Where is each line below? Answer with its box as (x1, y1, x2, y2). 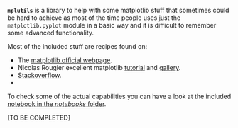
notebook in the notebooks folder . (7, 100, 107, 108)
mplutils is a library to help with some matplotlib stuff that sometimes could (7, 6, 229, 14)
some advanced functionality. (7, 28, 94, 37)
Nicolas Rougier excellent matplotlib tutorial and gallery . (17, 64, 181, 71)
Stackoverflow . (17, 71, 62, 79)
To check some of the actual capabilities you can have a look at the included (7, 92, 232, 100)
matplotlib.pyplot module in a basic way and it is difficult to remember (7, 21, 217, 29)
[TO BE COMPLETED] (7, 113, 71, 122)
